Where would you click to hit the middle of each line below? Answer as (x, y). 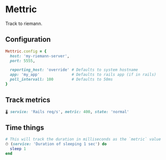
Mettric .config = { (26, 51)
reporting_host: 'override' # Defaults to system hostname (74, 70)
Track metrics (28, 100)
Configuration (28, 39)
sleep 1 (18, 149)
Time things (25, 128)
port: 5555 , (23, 61)
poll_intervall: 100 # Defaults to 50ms (62, 79)
